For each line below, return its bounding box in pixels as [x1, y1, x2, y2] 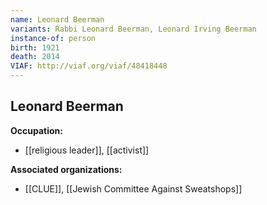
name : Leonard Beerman [10, 14, 105, 25]
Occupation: [10, 124, 63, 136]
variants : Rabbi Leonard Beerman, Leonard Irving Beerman [10, 24, 257, 34]
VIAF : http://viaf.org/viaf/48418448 [10, 61, 168, 71]
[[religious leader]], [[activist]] [24, 144, 150, 156]
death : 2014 [10, 52, 60, 62]
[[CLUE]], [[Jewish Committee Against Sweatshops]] [24, 182, 243, 195]
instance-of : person [10, 33, 97, 43]
